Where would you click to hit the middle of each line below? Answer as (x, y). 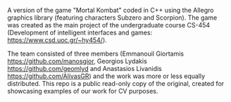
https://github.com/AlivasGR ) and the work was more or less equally (106, 76)
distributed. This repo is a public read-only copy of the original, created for (116, 83)
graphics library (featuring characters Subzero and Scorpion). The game (112, 18)
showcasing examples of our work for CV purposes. (83, 91)
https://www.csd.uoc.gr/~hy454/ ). (57, 40)
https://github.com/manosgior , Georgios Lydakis (77, 61)
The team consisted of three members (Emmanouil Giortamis (96, 53)
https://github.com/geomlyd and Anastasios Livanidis (85, 69)
